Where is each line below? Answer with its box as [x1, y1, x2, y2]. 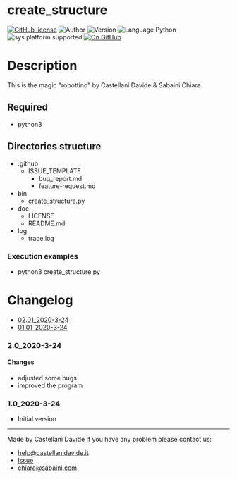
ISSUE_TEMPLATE [28, 166, 81, 175]
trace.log [28, 234, 54, 242]
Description [7, 58, 78, 74]
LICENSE [28, 211, 54, 220]
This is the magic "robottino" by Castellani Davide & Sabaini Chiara [7, 80, 201, 89]
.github [17, 159, 39, 168]
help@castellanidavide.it [17, 449, 90, 457]
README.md [28, 219, 66, 228]
